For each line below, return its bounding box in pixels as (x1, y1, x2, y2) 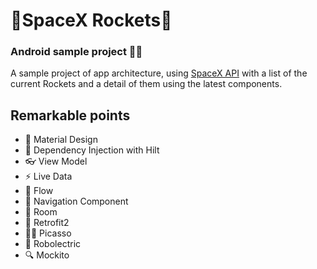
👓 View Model (24, 155, 88, 168)
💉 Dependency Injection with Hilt (24, 144, 160, 156)
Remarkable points (10, 107, 131, 124)
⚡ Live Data (24, 170, 73, 183)
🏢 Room (24, 206, 58, 218)
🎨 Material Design (24, 134, 98, 146)
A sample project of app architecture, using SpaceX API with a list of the (10, 67, 308, 79)
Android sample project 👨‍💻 (10, 45, 143, 59)
